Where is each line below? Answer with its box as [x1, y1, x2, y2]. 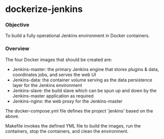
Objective [5, 21, 30, 28]
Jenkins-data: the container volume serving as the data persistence [12, 76, 152, 83]
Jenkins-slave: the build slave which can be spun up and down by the [12, 87, 157, 93]
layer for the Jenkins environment [12, 82, 82, 88]
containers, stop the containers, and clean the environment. [5, 128, 129, 134]
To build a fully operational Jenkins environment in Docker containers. [5, 32, 150, 38]
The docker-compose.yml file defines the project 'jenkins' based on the [5, 107, 153, 113]
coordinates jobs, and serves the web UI [12, 71, 96, 77]
